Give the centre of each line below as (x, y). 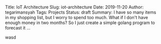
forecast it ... (18, 28)
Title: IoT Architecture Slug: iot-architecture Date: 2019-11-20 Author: (74, 7)
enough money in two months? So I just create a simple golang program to (80, 22)
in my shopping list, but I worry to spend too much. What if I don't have (77, 17)
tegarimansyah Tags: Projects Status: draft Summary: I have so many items (81, 12)
